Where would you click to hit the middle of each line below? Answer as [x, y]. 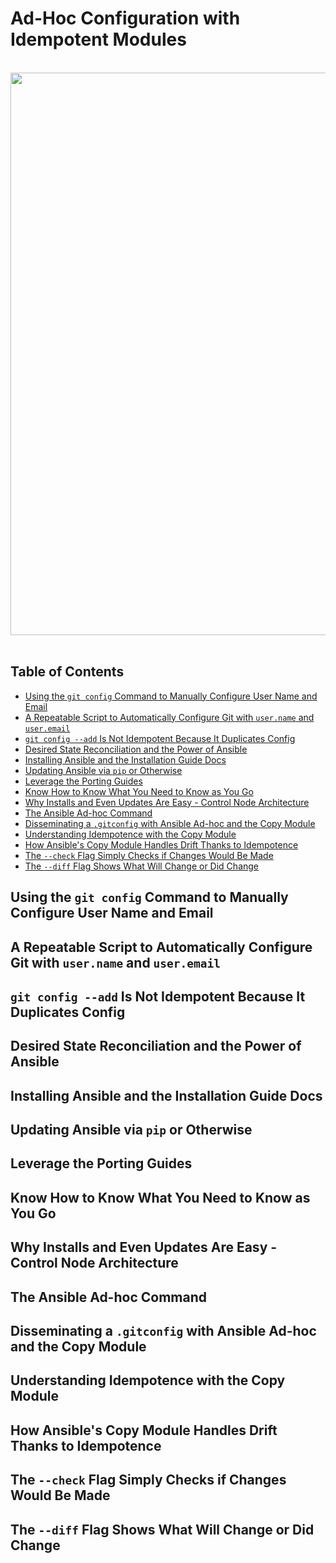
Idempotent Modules [98, 39]
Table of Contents [67, 672]
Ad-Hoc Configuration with [125, 18]
